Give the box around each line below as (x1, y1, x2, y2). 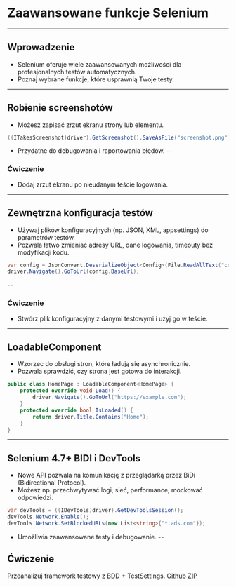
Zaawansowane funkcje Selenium (7, 5, 209, 21)
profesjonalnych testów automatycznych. (17, 67, 137, 76)
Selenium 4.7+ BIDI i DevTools (7, 452, 141, 464)
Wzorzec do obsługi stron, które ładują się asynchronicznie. (17, 360, 191, 368)
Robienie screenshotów (7, 102, 113, 114)
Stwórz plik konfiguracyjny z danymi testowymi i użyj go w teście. (17, 314, 209, 323)
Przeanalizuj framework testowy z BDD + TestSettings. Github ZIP (7, 572, 198, 580)
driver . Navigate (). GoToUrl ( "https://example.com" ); (32, 394, 188, 401)
